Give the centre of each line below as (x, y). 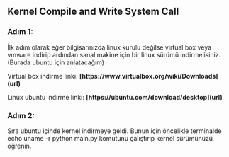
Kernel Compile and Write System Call (93, 12)
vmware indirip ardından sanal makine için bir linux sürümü (93, 54)
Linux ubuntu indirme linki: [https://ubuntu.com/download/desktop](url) (115, 97)
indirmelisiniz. (201, 54)
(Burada (19, 62)
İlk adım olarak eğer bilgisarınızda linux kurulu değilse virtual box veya (110, 47)
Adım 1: (20, 32)
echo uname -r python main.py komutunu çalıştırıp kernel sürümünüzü (110, 138)
